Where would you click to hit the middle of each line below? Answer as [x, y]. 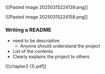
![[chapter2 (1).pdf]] [26, 66]
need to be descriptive [36, 41]
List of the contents [33, 51]
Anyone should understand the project [60, 46]
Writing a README [28, 29]
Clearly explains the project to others [51, 56]
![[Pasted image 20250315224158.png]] [47, 17]
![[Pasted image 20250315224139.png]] [47, 7]
